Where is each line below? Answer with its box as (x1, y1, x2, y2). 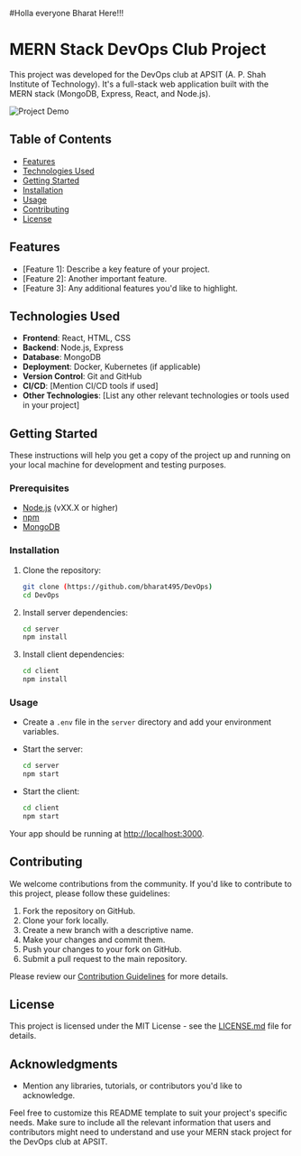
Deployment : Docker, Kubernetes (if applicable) (22, 361, 201, 373)
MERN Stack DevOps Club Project (9, 40, 267, 60)
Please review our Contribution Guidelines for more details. (9, 970, 229, 982)
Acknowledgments (9, 1056, 119, 1072)
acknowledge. (22, 1090, 76, 1101)
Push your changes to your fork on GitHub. (22, 943, 182, 955)
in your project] (22, 400, 80, 411)
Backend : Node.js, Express (22, 342, 124, 353)
